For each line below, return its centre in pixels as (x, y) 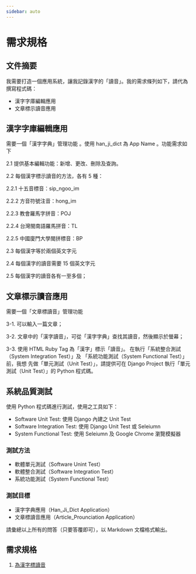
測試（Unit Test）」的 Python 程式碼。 (51, 371)
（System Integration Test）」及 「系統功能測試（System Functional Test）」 (97, 357)
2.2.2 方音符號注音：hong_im (41, 201)
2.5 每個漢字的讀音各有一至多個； (47, 276)
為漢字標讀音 (30, 565)
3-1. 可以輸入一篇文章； (35, 324)
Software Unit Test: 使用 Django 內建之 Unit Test (73, 419)
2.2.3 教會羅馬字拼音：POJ (39, 214)
